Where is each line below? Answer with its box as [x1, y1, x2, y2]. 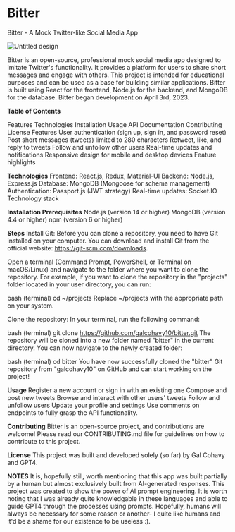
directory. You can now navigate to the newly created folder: [7, 344, 183, 352]
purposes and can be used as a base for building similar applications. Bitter [7, 78, 226, 86]
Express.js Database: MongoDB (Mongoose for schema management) [7, 179, 210, 188]
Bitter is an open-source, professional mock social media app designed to [7, 55, 222, 64]
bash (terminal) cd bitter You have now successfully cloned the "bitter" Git [7, 357, 223, 365]
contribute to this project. [7, 437, 81, 445]
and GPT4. [7, 458, 38, 466]
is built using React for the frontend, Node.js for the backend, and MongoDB [7, 85, 228, 94]
